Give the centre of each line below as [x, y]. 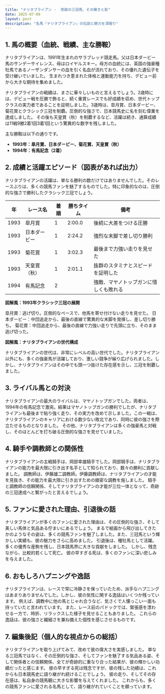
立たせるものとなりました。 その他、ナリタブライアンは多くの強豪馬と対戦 [81, 425]
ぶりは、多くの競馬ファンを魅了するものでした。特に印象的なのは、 [82, 186]
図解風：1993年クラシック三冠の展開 [42, 302]
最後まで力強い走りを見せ [123, 248]
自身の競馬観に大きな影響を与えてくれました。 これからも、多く [91, 680]
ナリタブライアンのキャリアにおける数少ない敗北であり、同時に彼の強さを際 [82, 419]
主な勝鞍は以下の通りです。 [33, 134]
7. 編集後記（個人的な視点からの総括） [63, 637]
